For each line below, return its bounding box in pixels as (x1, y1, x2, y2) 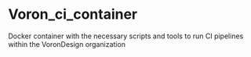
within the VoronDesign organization (8, 39, 125, 48)
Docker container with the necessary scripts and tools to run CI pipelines (8, 31, 244, 41)
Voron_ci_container (8, 5, 138, 23)
